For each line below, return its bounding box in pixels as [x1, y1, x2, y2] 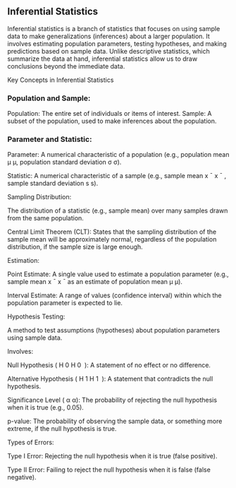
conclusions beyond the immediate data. [7, 61, 125, 70]
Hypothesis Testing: [7, 312, 66, 321]
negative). [7, 473, 37, 482]
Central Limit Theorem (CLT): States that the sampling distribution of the [7, 227, 217, 236]
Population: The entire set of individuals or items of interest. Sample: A [7, 109, 212, 118]
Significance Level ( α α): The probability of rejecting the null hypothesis [7, 395, 217, 405]
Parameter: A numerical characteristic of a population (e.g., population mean [7, 150, 230, 159]
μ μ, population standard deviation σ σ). [7, 158, 122, 167]
